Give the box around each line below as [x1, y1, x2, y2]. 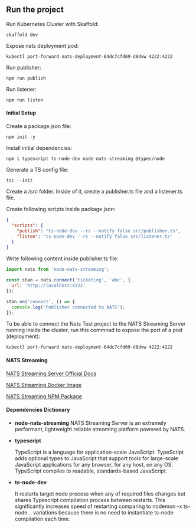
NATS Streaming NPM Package [6, 392, 83, 400]
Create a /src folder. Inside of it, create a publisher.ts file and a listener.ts [6, 188, 183, 195]
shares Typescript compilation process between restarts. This [14, 496, 165, 503]
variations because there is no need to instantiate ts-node [33, 509, 174, 516]
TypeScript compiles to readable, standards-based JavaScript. [14, 467, 168, 474]
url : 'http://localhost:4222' [11, 283, 86, 288]
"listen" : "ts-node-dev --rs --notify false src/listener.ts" [17, 233, 173, 240]
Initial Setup [6, 109, 37, 117]
